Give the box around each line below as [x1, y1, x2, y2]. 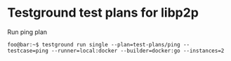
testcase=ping [7, 47, 49, 54]
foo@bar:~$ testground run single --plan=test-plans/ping [7, 41, 180, 48]
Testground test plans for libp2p [7, 5, 199, 21]
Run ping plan [7, 28, 48, 36]
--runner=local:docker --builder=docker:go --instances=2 [51, 47, 225, 54]
